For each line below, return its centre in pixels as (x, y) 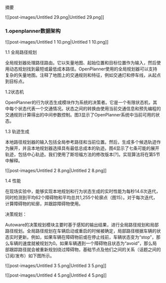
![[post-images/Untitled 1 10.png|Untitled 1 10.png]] (57, 42)
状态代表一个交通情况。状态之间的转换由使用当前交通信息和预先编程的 (89, 109)
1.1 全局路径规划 (21, 52)
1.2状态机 (15, 92)
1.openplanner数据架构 (33, 31)
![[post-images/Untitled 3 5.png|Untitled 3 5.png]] (56, 266)
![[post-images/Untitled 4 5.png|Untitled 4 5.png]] (56, 275)
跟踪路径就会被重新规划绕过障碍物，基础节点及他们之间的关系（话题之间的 (85, 250)
